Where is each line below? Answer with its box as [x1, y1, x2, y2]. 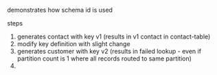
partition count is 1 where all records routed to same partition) [16, 54, 192, 63]
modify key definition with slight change [16, 40, 130, 47]
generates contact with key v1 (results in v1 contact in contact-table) [16, 32, 211, 41]
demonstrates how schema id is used [7, 6, 113, 14]
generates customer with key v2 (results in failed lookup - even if [16, 47, 201, 55]
